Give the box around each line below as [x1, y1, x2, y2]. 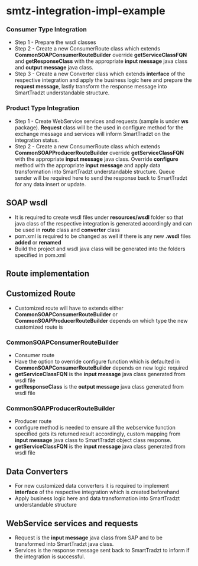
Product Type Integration [6, 104, 80, 112]
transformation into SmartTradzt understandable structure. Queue [14, 168, 176, 175]
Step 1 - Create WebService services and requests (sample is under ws [14, 117, 189, 125]
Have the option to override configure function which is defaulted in [14, 358, 180, 365]
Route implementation [6, 268, 90, 278]
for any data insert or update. [14, 180, 86, 187]
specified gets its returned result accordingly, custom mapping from [14, 430, 181, 437]
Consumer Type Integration [6, 26, 87, 34]
